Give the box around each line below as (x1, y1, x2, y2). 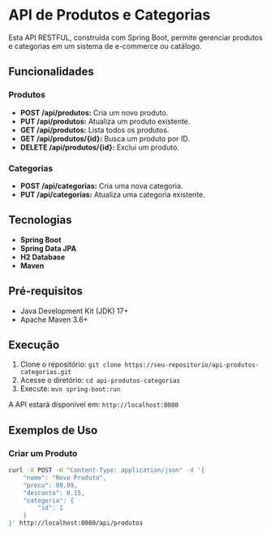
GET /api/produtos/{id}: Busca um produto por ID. (19, 133, 191, 143)
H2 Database (19, 252, 66, 262)
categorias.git (19, 368, 72, 376)
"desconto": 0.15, (23, 489, 85, 497)
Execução (8, 337, 60, 351)
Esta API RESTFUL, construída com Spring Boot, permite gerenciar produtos (8, 33, 263, 42)
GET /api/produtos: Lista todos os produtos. (19, 124, 170, 135)
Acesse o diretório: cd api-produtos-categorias (19, 376, 181, 385)
